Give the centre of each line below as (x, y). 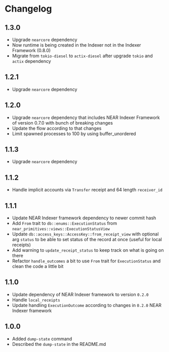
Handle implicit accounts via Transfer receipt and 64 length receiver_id (87, 190)
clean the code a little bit (38, 266)
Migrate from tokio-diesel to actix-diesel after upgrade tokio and (82, 56)
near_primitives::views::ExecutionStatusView (61, 229)
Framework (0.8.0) (31, 50)
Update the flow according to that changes (57, 128)
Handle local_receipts (36, 300)
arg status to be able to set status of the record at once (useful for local (87, 240)
